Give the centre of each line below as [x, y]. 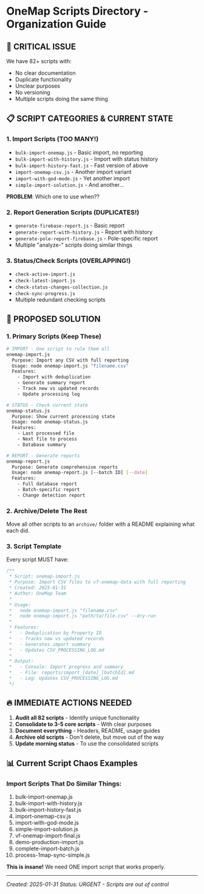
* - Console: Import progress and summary [66, 667]
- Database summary [42, 445]
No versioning [32, 92]
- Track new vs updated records [58, 389]
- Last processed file [46, 433]
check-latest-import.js [45, 281]
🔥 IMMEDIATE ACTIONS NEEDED [69, 703]
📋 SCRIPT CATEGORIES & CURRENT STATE [90, 119]
